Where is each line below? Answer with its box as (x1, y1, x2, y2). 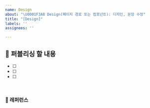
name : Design (5, 7, 32, 12)
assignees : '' (5, 26, 35, 31)
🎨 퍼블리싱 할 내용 (5, 50, 56, 58)
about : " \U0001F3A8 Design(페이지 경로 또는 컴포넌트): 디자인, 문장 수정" (5, 12, 146, 17)
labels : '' (5, 21, 28, 26)
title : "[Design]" (5, 16, 43, 21)
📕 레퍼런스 (5, 96, 29, 103)
